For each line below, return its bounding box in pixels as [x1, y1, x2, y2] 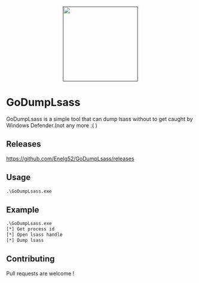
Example [6, 205, 39, 215]
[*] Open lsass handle [6, 232, 63, 238]
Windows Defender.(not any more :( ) [6, 121, 97, 129]
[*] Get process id [6, 226, 55, 232]
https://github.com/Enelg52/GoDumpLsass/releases [6, 155, 134, 162]
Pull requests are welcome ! [6, 270, 75, 277]
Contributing [6, 254, 55, 264]
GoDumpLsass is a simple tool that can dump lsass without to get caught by [6, 115, 193, 123]
